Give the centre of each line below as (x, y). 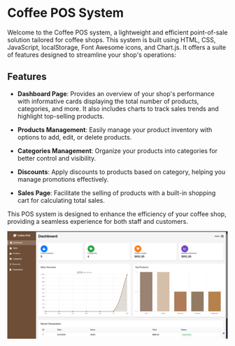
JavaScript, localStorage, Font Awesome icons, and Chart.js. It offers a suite (116, 47)
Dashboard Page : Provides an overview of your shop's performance (116, 93)
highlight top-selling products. (61, 116)
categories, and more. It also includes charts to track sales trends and (118, 108)
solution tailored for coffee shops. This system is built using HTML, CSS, (112, 39)
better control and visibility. (57, 158)
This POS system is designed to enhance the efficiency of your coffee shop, (117, 214)
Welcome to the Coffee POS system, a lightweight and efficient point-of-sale (117, 32)
